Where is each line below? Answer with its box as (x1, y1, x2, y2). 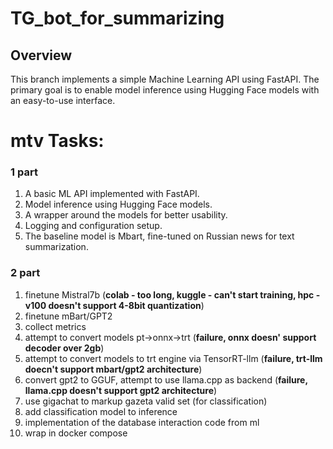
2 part (10, 266, 41, 280)
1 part (10, 165, 38, 179)
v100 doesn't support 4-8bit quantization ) (24, 299, 205, 311)
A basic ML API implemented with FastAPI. (24, 188, 200, 200)
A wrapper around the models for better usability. (24, 209, 228, 221)
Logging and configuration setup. (24, 220, 163, 232)
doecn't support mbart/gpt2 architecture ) (24, 363, 203, 375)
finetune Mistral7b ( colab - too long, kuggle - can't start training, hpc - (24, 288, 321, 301)
